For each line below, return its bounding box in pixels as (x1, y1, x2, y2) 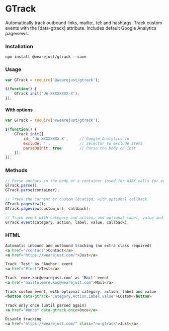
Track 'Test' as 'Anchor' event (5, 262, 73, 267)
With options (5, 107, 33, 113)
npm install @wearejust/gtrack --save (5, 54, 87, 59)
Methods (5, 167, 28, 174)
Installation (5, 43, 34, 50)
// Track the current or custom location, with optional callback (5, 197, 147, 202)
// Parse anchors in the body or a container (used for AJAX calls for (5, 178, 158, 184)
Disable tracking (5, 316, 42, 322)
